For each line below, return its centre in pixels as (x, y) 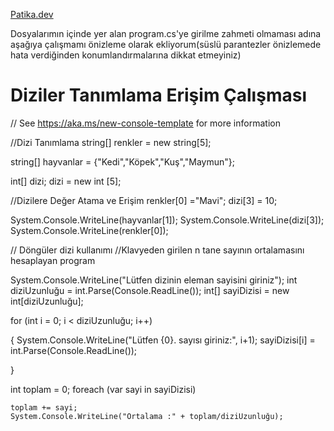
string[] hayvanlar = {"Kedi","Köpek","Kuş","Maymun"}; (122, 161)
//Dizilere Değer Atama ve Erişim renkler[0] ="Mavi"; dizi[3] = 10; (144, 200)
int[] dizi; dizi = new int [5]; (66, 181)
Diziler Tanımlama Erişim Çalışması (158, 95)
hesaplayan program (53, 260)
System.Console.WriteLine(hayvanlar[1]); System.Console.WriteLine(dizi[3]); (167, 220)
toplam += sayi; (44, 407)
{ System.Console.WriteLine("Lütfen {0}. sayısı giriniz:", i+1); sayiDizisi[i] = (163, 340)
